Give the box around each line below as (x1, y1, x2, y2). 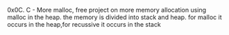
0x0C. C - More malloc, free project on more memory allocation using (7, 6, 207, 14)
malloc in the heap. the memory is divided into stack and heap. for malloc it (7, 13, 222, 21)
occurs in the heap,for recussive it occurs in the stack (7, 21, 161, 28)
